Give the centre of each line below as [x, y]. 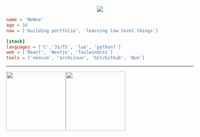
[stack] [16, 42]
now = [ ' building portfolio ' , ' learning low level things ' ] [82, 31]
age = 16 [17, 25]
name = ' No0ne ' [25, 20]
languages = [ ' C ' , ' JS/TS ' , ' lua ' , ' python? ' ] [64, 47]
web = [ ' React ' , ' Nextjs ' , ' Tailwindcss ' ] [60, 52]
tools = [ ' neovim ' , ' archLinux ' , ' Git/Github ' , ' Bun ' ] [76, 58]
